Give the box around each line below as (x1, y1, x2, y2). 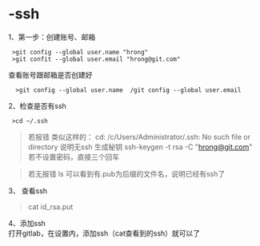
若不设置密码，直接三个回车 (27, 152, 120, 161)
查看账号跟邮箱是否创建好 (8, 69, 93, 80)
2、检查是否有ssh (8, 101, 66, 110)
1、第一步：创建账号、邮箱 (8, 32, 96, 42)
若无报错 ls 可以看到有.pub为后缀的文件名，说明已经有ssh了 (27, 169, 226, 178)
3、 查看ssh (8, 185, 48, 196)
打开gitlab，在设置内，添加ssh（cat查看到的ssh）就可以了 (8, 228, 201, 238)
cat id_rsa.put (27, 201, 74, 212)
